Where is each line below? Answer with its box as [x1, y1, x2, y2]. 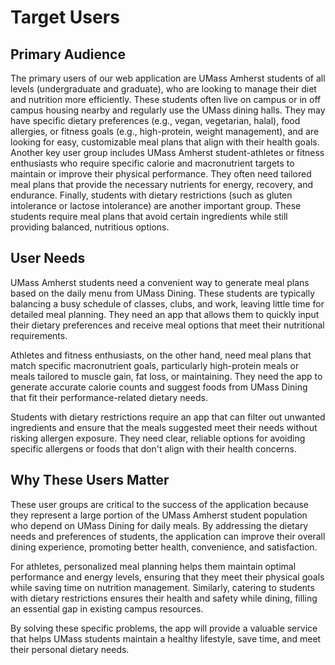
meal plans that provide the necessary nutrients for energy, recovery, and [10, 179, 314, 190]
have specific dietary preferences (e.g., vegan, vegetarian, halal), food [10, 115, 301, 126]
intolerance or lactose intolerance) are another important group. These [10, 200, 302, 211]
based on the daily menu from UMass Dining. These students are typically [10, 287, 316, 299]
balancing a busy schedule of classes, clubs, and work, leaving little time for [10, 297, 325, 310]
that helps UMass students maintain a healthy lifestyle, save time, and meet [10, 632, 322, 645]
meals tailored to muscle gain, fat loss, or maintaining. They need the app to [10, 370, 323, 382]
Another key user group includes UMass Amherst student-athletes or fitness [10, 147, 325, 158]
